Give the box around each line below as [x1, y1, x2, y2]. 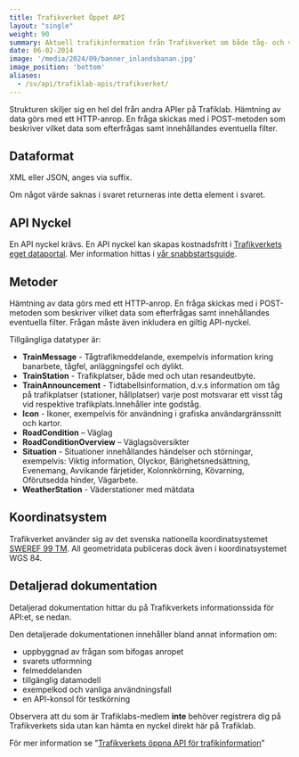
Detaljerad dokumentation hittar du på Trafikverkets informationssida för [9, 602, 274, 613]
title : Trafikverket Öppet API [9, 12, 125, 22]
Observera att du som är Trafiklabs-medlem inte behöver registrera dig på [9, 711, 282, 721]
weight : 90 [9, 29, 50, 38]
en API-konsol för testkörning [21, 693, 131, 704]
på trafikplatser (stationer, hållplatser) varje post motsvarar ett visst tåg [21, 390, 283, 400]
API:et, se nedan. [9, 612, 72, 622]
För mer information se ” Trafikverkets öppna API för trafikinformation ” [9, 737, 265, 748]
